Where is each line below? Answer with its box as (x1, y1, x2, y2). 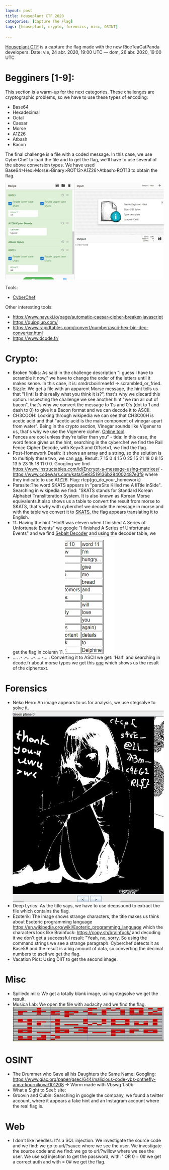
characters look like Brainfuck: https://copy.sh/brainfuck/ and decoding (12, 930, 161, 936)
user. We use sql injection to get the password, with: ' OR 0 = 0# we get (12, 1153, 161, 1159)
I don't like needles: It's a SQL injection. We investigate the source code (12, 1137, 161, 1144)
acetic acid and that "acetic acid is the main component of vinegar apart (12, 418, 162, 424)
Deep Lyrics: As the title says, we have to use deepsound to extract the (12, 903, 160, 909)
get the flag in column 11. (12, 649, 64, 655)
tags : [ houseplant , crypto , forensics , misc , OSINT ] (5, 24, 118, 29)
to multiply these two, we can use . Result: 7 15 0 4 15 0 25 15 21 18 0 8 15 (12, 455, 163, 461)
